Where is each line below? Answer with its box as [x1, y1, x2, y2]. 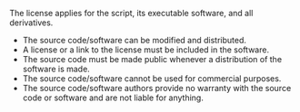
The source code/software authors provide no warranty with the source [22, 83, 292, 93]
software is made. [22, 63, 91, 74]
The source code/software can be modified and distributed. [22, 35, 247, 45]
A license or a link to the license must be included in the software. [22, 44, 270, 55]
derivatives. [9, 17, 54, 28]
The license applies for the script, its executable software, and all [9, 8, 254, 18]
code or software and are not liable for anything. [22, 92, 205, 103]
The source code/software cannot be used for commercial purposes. [22, 73, 282, 84]
